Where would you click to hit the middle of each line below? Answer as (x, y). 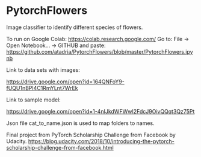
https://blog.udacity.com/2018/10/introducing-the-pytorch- (101, 141)
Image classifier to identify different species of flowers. (75, 27)
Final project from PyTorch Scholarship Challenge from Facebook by (91, 135)
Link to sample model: (34, 100)
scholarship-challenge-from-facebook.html (60, 147)
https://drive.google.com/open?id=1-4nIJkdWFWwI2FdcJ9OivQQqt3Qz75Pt (100, 111)
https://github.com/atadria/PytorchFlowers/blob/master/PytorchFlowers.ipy (100, 51)
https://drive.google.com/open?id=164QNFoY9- (65, 82)
